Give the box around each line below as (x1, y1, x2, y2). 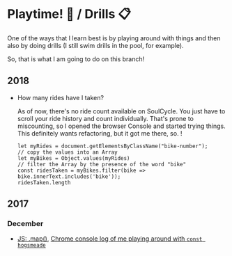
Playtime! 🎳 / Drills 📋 (7, 6, 131, 22)
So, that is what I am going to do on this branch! (7, 54, 145, 63)
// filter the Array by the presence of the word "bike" (17, 161, 187, 168)
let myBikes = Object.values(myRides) (17, 154, 130, 161)
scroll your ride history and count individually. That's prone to (17, 114, 194, 122)
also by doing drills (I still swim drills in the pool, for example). (7, 41, 184, 49)
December (7, 219, 44, 229)
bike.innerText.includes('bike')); (17, 173, 121, 180)
